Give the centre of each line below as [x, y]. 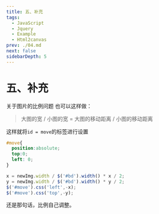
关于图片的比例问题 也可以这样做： [49, 106]
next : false [21, 51]
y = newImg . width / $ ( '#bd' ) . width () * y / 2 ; [65, 182]
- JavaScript [28, 23]
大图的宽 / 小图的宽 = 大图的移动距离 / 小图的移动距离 [87, 118]
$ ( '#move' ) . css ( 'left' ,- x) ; [41, 187]
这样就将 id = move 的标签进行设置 [47, 131]
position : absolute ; [36, 148]
